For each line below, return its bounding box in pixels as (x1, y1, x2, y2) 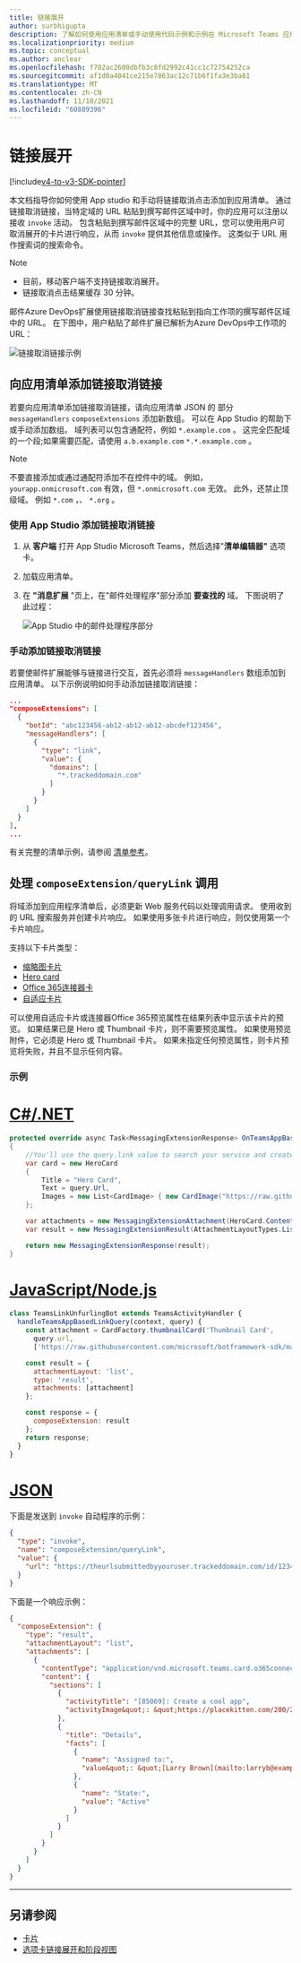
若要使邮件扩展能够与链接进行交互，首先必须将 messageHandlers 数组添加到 (9, 667, 287, 677)
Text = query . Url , (41, 1184, 110, 1192)
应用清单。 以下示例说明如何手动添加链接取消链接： (9, 678, 200, 689)
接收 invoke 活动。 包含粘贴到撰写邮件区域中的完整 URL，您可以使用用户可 (9, 217, 286, 228)
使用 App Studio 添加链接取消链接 (9, 519, 155, 531)
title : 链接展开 (9, 13, 64, 22)
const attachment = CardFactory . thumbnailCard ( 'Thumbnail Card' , (25, 1326, 275, 1335)
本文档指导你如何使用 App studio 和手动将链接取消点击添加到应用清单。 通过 (9, 194, 292, 206)
